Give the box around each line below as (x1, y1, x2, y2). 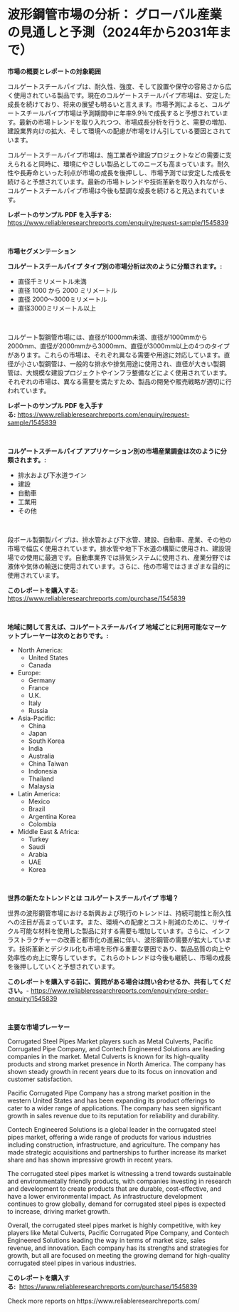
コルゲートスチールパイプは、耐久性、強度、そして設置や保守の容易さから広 (7, 82, 232, 90)
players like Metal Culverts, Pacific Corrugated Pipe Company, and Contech (7, 1228, 229, 1236)
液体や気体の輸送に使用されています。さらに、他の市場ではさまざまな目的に (7, 562, 231, 571)
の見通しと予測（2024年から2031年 (7, 24, 219, 41)
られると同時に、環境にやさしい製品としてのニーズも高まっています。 (13, 160, 218, 168)
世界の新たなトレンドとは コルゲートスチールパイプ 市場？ (7, 893, 179, 902)
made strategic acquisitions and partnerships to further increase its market (7, 1147, 227, 1156)
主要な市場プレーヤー (7, 1023, 70, 1031)
